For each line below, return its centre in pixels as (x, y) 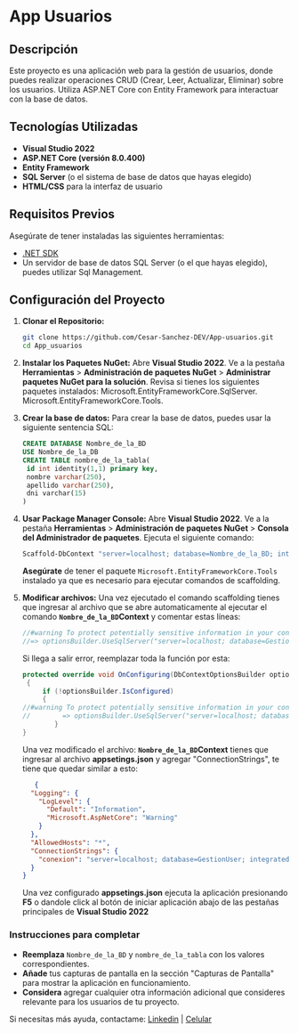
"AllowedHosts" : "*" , (71, 842)
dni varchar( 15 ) (56, 493)
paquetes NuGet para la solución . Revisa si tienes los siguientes (141, 382)
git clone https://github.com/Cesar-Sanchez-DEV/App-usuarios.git (148, 338)
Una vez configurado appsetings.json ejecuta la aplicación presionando (155, 893)
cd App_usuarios (52, 346)
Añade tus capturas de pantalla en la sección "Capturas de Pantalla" (148, 973)
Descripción (44, 49)
